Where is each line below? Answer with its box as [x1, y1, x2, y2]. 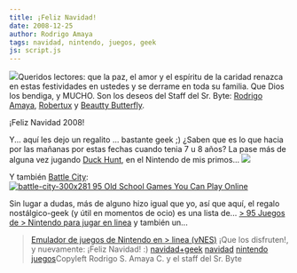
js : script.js [9, 46, 62, 55]
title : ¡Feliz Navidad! [9, 12, 98, 22]
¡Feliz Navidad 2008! [9, 117, 85, 128]
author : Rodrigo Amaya [9, 29, 93, 38]
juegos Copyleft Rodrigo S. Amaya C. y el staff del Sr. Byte [30, 253, 242, 264]
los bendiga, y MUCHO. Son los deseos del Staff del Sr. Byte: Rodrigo [9, 91, 263, 101]
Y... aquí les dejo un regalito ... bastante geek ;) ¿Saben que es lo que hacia [9, 134, 284, 145]
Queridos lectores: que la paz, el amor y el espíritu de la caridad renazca [18, 72, 284, 83]
